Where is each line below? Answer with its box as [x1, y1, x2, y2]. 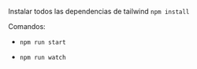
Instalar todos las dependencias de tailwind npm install [8, 7, 190, 16]
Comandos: [8, 22, 46, 31]
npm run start [19, 38, 66, 46]
